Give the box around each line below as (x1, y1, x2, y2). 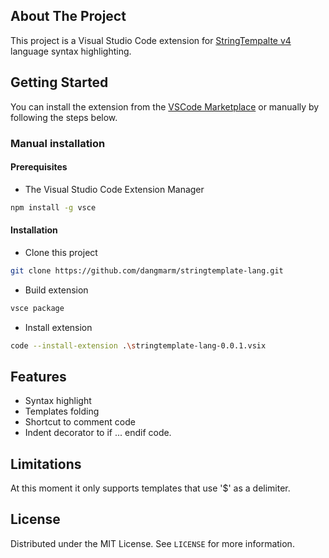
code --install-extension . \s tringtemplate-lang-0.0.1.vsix (10, 340, 267, 351)
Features (10, 368, 67, 385)
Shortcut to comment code (24, 416, 136, 428)
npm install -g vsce (10, 202, 97, 213)
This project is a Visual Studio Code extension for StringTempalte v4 (10, 34, 292, 46)
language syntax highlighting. (10, 45, 132, 57)
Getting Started (10, 74, 109, 91)
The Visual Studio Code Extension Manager (24, 183, 205, 195)
